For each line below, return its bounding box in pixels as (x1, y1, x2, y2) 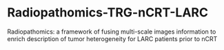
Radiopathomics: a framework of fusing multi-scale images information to (7, 27, 216, 36)
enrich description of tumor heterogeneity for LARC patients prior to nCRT (7, 34, 218, 42)
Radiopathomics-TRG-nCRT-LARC (7, 5, 209, 21)
